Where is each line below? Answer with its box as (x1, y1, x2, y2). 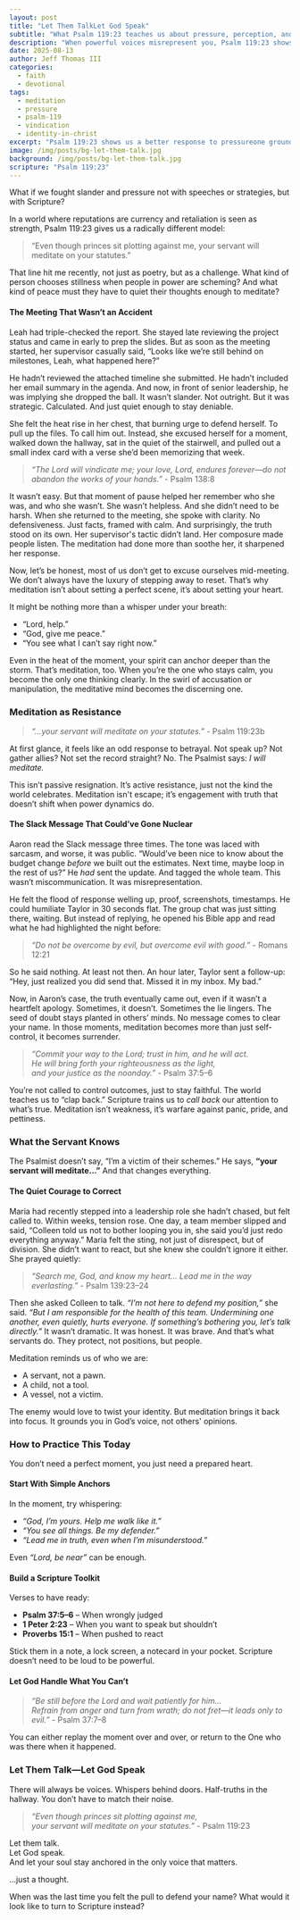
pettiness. (9, 1114, 46, 1124)
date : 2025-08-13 (9, 46, 74, 55)
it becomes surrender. (39, 1031, 121, 1042)
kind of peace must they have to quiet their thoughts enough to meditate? (9, 287, 279, 297)
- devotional (17, 79, 66, 88)
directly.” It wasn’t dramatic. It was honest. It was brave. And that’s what (9, 1325, 274, 1336)
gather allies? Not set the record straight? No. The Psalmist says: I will (9, 752, 266, 764)
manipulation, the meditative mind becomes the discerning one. (9, 683, 244, 694)
